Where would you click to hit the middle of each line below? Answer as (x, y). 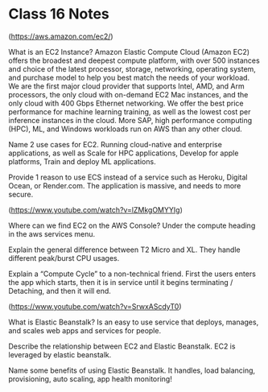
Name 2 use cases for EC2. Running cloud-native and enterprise (115, 144)
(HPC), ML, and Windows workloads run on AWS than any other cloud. (126, 129)
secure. (21, 194)
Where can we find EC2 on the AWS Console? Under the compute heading (132, 225)
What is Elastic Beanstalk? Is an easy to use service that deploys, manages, (134, 322)
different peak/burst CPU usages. (64, 258)
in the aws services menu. (52, 233)
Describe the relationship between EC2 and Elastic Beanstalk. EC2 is (122, 346)
